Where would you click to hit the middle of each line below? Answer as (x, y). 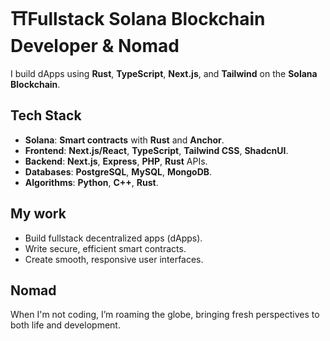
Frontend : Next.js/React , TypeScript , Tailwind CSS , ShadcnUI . (156, 150)
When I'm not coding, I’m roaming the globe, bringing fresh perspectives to (165, 315)
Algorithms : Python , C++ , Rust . (91, 182)
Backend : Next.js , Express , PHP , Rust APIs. (116, 161)
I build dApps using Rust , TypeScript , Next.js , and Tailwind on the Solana (164, 73)
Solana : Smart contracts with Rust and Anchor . (124, 140)
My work (38, 214)
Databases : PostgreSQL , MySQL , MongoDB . (118, 171)
